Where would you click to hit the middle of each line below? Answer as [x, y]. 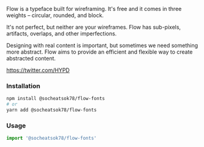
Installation [24, 86]
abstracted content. [31, 58]
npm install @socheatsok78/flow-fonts [56, 99]
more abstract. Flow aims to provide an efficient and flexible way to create [100, 52]
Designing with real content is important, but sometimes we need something [102, 45]
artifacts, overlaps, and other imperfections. [62, 34]
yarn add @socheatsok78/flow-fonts [52, 110]
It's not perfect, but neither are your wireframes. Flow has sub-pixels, [94, 27]
